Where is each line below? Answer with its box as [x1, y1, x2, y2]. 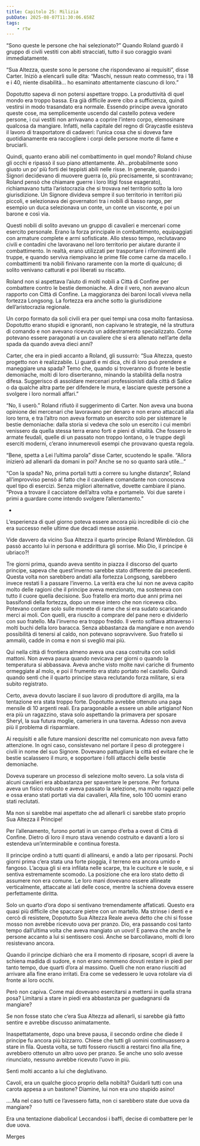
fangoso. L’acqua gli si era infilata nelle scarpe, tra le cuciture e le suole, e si [6, 865, 194, 872]
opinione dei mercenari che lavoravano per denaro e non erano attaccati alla [6, 408, 194, 416]
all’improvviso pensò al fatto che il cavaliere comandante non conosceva [6, 476, 185, 483]
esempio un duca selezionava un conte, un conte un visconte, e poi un [6, 204, 180, 211]
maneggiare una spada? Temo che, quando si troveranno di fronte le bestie [6, 365, 191, 372]
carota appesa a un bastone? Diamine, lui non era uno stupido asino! [6, 1086, 175, 1093]
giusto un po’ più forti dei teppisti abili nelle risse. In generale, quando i [6, 166, 180, 173]
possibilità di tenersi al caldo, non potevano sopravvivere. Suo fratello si [6, 630, 183, 638]
